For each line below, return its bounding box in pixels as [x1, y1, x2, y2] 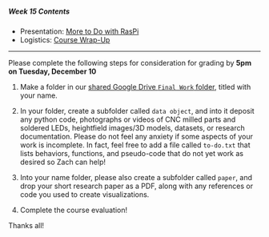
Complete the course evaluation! [19, 205, 128, 215]
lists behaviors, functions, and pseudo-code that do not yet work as [19, 148, 244, 158]
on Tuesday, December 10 [8, 66, 97, 76]
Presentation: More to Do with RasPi [19, 26, 139, 36]
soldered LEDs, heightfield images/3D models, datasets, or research [19, 123, 246, 132]
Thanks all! [8, 220, 45, 230]
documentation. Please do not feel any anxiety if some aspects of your [19, 131, 254, 141]
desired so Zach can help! [19, 157, 106, 167]
